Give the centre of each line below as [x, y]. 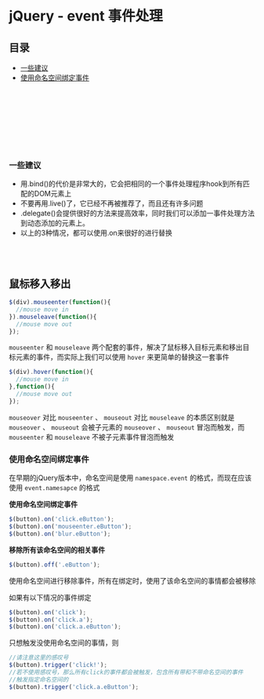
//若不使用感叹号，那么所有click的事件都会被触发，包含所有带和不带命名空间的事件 [126, 672]
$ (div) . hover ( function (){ [51, 372]
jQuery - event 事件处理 [86, 16]
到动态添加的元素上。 [54, 223]
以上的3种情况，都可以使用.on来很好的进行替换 [96, 233]
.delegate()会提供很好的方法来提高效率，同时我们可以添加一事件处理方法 [137, 214]
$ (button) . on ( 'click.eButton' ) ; [61, 519]
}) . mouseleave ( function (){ [53, 317]
